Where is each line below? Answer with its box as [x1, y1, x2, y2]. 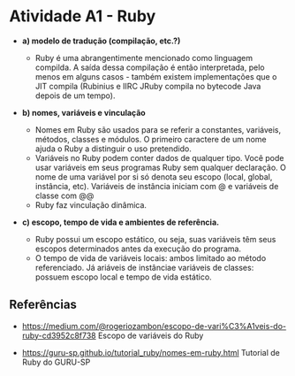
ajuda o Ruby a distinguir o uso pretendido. [34, 143, 193, 154]
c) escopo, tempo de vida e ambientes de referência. [21, 217, 219, 227]
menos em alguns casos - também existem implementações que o [34, 71, 277, 81]
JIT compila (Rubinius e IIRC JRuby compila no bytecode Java [34, 81, 261, 91]
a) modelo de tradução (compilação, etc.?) [21, 35, 181, 46]
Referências [9, 297, 78, 312]
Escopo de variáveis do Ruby [97, 330, 204, 341]
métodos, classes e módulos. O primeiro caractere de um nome [34, 134, 267, 144]
